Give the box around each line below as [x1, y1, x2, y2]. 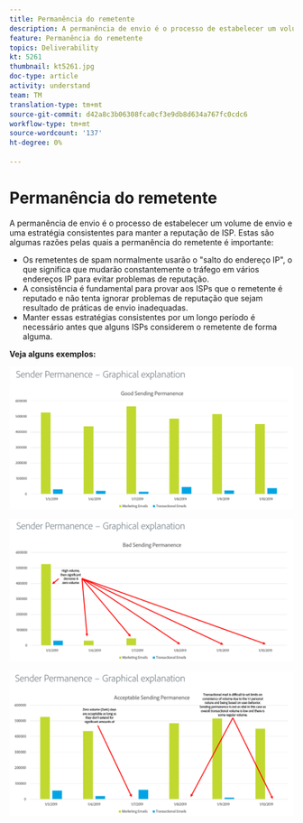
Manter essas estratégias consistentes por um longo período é [22, 311, 255, 322]
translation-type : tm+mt [9, 100, 103, 109]
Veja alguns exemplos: [9, 348, 96, 359]
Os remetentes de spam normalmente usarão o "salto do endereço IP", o [22, 254, 293, 265]
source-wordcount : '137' [9, 129, 103, 138]
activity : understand [9, 81, 91, 90]
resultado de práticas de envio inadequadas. [22, 302, 188, 313]
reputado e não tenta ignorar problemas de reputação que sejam [22, 292, 263, 303]
